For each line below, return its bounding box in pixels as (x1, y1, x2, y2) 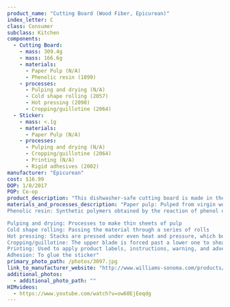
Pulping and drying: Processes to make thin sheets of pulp (7, 220, 183, 227)
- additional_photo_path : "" (13, 277, 97, 284)
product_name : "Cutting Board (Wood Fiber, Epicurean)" (7, 10, 170, 17)
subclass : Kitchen (7, 29, 60, 36)
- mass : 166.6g (19, 55, 63, 62)
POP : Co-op (7, 188, 38, 195)
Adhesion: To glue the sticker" (7, 251, 99, 259)
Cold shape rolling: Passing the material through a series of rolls (7, 226, 210, 233)
